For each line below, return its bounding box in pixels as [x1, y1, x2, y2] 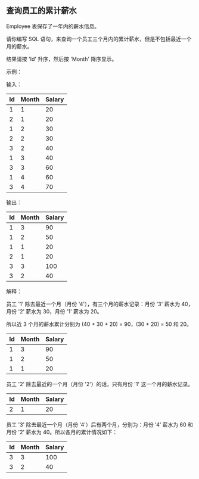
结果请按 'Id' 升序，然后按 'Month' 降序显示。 [6, 55, 117, 63]
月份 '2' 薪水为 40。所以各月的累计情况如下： [6, 428, 118, 436]
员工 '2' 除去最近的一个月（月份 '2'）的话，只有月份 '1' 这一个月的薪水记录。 [6, 380, 194, 387]
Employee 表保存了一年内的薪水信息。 [6, 23, 100, 30]
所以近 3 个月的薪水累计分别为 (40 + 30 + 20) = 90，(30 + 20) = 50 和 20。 [6, 321, 192, 328]
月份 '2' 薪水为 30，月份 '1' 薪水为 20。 [6, 307, 102, 315]
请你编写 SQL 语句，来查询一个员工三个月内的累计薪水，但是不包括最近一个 [6, 35, 192, 42]
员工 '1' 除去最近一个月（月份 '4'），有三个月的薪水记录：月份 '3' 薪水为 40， [6, 300, 194, 307]
